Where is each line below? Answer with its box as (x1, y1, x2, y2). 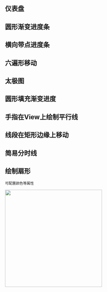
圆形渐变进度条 (5, 22, 50, 31)
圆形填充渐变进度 (5, 95, 56, 103)
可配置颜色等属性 (5, 181, 34, 186)
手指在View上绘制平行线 (5, 113, 78, 121)
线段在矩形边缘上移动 (5, 131, 69, 139)
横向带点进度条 (5, 41, 50, 49)
